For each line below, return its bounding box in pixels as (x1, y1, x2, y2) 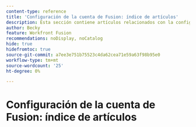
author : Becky (6, 24, 41, 31)
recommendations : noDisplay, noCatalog (6, 36, 103, 41)
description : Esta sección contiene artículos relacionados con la (6, 19, 174, 25)
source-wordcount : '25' (6, 62, 64, 69)
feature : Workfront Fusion (6, 30, 72, 36)
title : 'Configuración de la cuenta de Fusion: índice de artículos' (6, 14, 179, 20)
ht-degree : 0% (6, 68, 41, 74)
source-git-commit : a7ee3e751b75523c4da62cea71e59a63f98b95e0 (6, 52, 160, 58)
